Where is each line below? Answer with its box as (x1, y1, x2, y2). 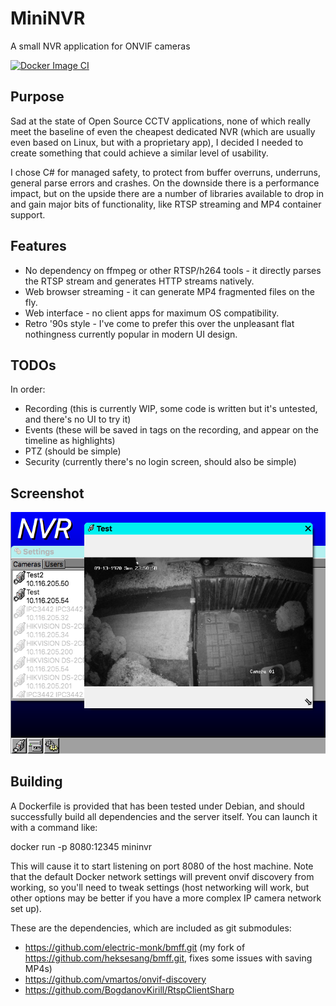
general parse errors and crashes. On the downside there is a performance (10, 177, 320, 189)
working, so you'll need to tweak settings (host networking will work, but (10, 881, 310, 893)
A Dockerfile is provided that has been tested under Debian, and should (10, 800, 305, 812)
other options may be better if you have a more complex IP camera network (10, 892, 322, 904)
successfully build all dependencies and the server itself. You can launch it (10, 810, 318, 822)
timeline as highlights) (24, 435, 116, 447)
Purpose (10, 88, 65, 106)
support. (10, 208, 46, 221)
